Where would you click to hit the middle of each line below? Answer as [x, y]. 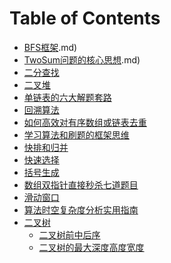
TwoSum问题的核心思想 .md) [82, 59]
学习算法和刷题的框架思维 [76, 134]
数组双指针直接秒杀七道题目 [81, 184]
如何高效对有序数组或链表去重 [85, 122]
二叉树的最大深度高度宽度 [91, 247]
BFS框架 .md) [50, 47]
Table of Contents [85, 18]
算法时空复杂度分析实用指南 [81, 209]
